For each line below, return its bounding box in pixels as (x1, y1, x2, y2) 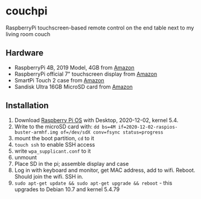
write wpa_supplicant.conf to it (14, 147, 91, 155)
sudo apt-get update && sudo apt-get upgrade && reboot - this (14, 179, 173, 186)
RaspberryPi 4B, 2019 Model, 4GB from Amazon (14, 64, 135, 71)
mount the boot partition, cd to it (14, 134, 95, 142)
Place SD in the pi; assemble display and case (14, 160, 129, 167)
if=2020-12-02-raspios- (118, 124, 178, 130)
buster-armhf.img (14, 129, 59, 135)
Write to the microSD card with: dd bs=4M (14, 123, 116, 130)
